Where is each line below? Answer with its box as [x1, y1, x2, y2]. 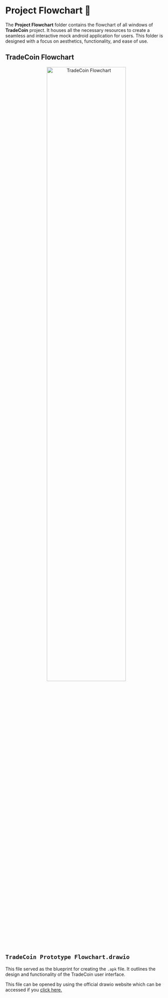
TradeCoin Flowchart [5, 53, 74, 62]
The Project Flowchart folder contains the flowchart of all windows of [5, 22, 153, 28]
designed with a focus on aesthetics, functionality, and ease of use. [5, 38, 148, 44]
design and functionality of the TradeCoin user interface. [5, 971, 126, 977]
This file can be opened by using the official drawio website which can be [5, 981, 161, 987]
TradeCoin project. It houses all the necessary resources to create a [5, 27, 150, 33]
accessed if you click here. [5, 987, 63, 993]
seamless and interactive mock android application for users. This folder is [5, 32, 163, 39]
